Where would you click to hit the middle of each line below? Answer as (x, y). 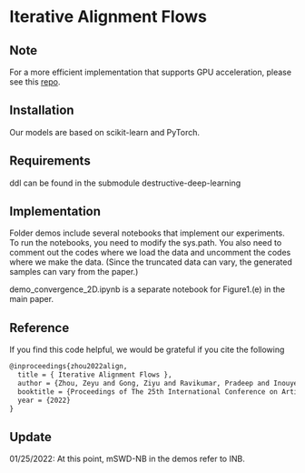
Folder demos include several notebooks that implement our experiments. (147, 233)
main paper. (32, 299)
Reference (39, 328)
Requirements (50, 161)
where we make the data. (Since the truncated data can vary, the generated (151, 262)
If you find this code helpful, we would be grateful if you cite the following (147, 350)
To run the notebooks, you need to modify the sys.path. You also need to (146, 243)
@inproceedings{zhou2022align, (69, 367)
